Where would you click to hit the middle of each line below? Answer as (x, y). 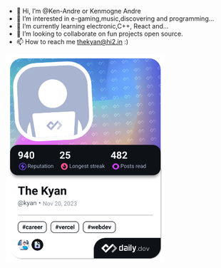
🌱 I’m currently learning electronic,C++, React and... (92, 26)
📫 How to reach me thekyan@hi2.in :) (72, 42)
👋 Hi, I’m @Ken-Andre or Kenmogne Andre (78, 11)
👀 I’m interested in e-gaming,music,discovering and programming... (115, 19)
